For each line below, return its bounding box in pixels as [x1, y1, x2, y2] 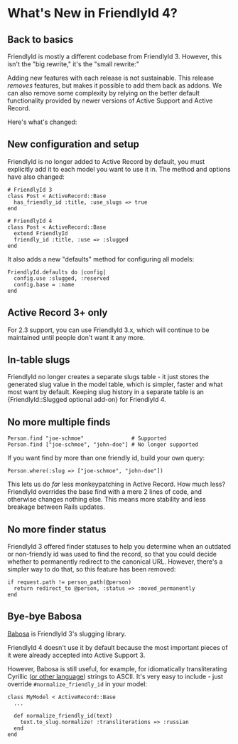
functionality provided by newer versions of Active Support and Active [7, 96, 213, 105]
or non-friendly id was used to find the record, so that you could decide [7, 550, 217, 559]
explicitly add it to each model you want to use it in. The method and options [7, 165, 231, 173]
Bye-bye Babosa [7, 611, 82, 623]
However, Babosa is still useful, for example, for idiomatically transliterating [7, 664, 227, 673]
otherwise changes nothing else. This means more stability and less [7, 495, 206, 504]
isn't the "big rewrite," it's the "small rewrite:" [7, 60, 140, 68]
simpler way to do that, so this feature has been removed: [7, 565, 176, 574]
